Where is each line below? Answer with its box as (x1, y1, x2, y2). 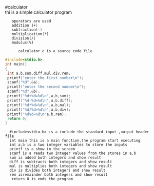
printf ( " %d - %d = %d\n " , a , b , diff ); (7, 98, 73, 103)
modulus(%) (11, 40, 34, 45)
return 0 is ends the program (11, 177, 73, 182)
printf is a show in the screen (9, 146, 76, 152)
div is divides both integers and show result (9, 168, 106, 173)
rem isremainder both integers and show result (9, 172, 108, 177)
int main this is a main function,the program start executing (9, 138, 140, 143)
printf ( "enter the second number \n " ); (7, 84, 86, 89)
